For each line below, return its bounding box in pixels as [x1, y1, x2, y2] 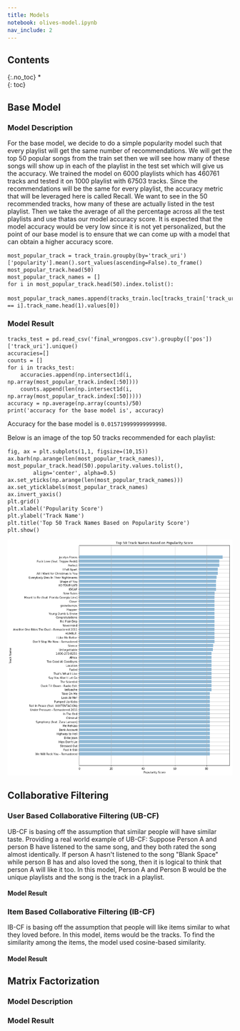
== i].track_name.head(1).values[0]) [7, 302, 120, 309]
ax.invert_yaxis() [7, 491, 62, 498]
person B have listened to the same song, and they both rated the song [7, 843, 216, 851]
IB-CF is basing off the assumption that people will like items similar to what [7, 923, 230, 932]
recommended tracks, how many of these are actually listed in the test [7, 199, 215, 208]
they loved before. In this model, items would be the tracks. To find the [7, 930, 216, 939]
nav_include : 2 [7, 26, 53, 34]
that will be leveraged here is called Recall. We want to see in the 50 [7, 191, 208, 200]
